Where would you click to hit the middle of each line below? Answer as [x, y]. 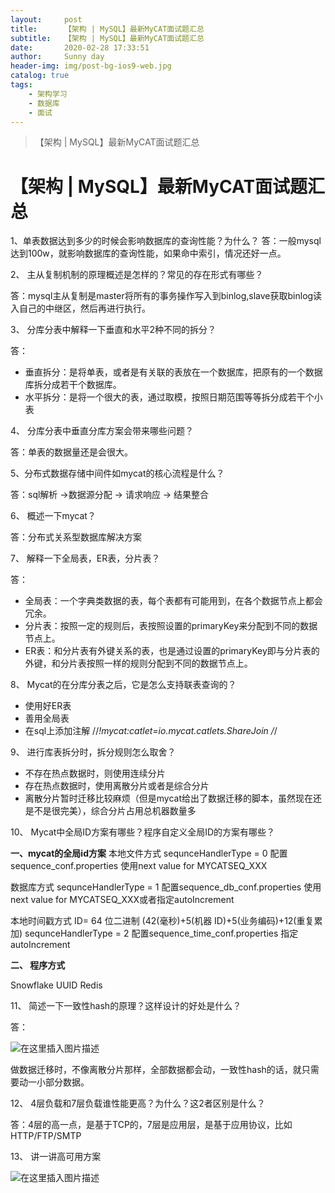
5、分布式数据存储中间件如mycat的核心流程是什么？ [117, 473]
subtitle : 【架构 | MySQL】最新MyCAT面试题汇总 [107, 38]
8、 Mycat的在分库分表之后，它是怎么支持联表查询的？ [123, 685]
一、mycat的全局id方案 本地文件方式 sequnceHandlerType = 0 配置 [149, 853]
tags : [21, 85]
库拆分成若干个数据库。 [73, 385]
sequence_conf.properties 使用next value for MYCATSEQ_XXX [139, 866]
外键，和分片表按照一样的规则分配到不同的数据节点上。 [138, 663]
